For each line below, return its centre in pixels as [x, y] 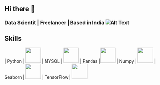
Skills [13, 39]
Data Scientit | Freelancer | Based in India [55, 23]
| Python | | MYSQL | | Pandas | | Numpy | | [80, 61]
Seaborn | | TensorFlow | [38, 77]
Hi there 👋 [20, 9]
